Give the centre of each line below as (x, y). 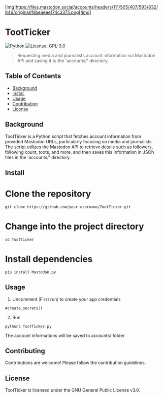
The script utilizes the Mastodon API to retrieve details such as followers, (79, 147)
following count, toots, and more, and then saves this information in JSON (80, 152)
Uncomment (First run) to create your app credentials (66, 299)
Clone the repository (48, 194)
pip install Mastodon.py (31, 272)
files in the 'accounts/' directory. (38, 157)
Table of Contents (33, 76)
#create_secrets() (24, 308)
